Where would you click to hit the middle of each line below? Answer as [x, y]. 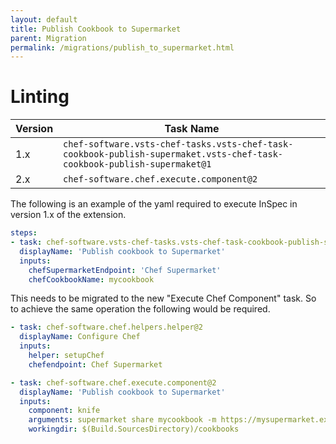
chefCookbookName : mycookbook [91, 279]
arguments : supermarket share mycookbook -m [122, 420]
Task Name [192, 129]
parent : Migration [48, 38]
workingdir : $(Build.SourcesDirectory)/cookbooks [134, 429]
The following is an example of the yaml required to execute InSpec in [154, 204]
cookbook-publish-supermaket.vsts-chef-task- [173, 154]
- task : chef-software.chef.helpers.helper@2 [106, 327]
